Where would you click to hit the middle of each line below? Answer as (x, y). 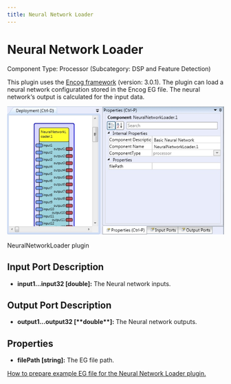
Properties (30, 344)
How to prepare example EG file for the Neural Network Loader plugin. (107, 374)
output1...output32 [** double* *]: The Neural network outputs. (107, 322)
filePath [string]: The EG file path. (66, 360)
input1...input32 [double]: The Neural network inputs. (94, 283)
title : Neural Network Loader (51, 14)
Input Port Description (56, 267)
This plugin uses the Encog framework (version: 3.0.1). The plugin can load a (115, 82)
